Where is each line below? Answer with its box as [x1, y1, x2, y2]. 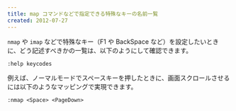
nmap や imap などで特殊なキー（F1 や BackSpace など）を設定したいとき [7, 37, 219, 46]
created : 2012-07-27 [7, 17, 69, 24]
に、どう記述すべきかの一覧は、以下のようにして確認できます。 [7, 46, 193, 54]
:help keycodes [7, 60, 52, 67]
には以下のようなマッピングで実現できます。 [7, 82, 137, 90]
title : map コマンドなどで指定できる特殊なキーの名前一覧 [7, 10, 158, 18]
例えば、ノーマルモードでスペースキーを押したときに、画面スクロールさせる [7, 74, 230, 82]
